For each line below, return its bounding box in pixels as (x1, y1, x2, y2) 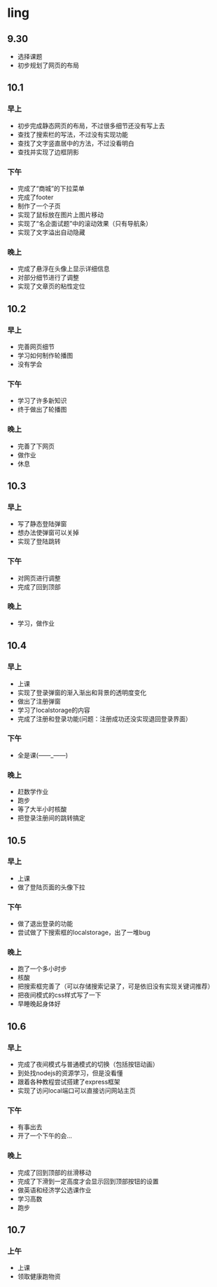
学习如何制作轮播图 (17, 351, 73, 359)
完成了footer (17, 193, 54, 201)
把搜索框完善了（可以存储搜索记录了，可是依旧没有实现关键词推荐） (17, 982, 214, 990)
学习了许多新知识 (17, 396, 67, 405)
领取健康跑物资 (17, 1272, 61, 1281)
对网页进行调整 (17, 574, 61, 582)
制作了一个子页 (17, 201, 61, 210)
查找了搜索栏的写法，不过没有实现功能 (17, 130, 128, 138)
